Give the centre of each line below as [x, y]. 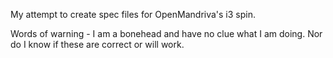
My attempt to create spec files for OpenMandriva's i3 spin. [133, 14]
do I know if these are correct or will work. [97, 44]
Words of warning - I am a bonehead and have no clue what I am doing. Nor [166, 33]
